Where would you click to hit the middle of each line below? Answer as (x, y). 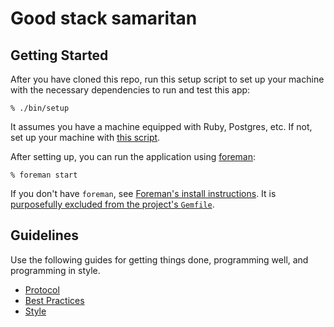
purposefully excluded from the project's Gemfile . (112, 204)
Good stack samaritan (104, 18)
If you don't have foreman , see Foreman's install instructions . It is (143, 193)
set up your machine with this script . (85, 137)
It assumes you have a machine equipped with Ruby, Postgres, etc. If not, (161, 126)
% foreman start (44, 175)
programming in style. (55, 270)
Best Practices (54, 300)
